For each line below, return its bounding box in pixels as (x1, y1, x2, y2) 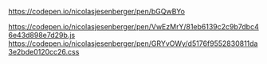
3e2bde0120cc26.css (8, 47, 80, 56)
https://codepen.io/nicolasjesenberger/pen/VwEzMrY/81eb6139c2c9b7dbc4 (8, 22, 259, 31)
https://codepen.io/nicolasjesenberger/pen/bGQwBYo (8, 7, 186, 16)
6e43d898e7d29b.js (8, 31, 76, 40)
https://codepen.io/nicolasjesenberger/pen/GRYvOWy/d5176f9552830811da (8, 39, 258, 48)
